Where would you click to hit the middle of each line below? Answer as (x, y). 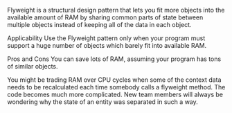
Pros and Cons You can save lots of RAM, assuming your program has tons (114, 59)
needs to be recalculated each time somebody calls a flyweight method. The (116, 87)
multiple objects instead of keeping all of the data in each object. (99, 25)
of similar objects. (33, 66)
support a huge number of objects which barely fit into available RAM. (107, 45)
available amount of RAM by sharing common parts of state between (105, 17)
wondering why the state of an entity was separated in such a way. (103, 102)
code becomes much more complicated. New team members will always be (115, 94)
